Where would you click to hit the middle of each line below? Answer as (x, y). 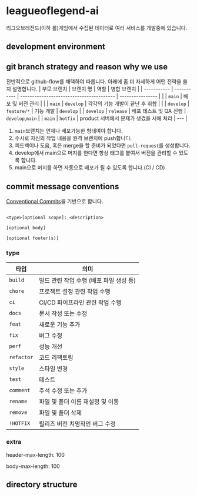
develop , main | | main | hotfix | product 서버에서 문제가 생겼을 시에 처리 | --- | (97, 118)
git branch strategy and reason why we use (87, 67)
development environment (56, 47)
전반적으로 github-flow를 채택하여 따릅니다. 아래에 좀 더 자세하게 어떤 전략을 (94, 82)
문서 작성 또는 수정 (63, 314)
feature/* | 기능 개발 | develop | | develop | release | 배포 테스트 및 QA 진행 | (96, 111)
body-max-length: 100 (33, 466)
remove (18, 412)
